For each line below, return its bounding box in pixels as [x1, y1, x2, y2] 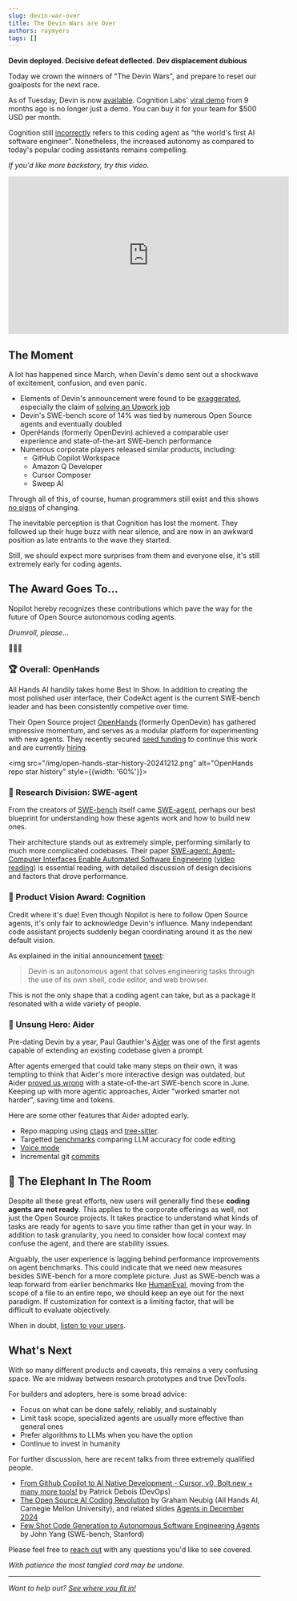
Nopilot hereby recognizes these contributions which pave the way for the [8, 604, 253, 613]
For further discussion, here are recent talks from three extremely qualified [8, 1454, 255, 1463]
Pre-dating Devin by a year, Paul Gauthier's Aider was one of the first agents [8, 1037, 260, 1047]
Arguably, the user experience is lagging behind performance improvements [8, 1254, 260, 1263]
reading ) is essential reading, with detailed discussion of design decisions [8, 863, 252, 873]
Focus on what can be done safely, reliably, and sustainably [19, 1404, 218, 1414]
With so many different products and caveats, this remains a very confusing [8, 1365, 259, 1374]
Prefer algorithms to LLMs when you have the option [19, 1430, 194, 1439]
